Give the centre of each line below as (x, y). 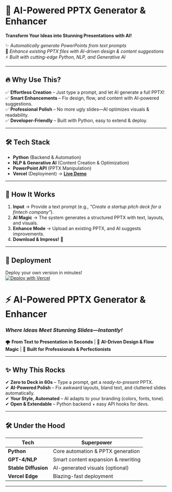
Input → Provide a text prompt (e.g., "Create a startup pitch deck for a (87, 207)
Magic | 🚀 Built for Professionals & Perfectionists (58, 349)
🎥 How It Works (30, 194)
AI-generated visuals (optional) (91, 468)
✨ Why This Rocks (35, 370)
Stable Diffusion (28, 468)
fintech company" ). (33, 212)
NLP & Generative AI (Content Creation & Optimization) (71, 162)
